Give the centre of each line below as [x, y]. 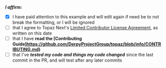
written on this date [32, 33]
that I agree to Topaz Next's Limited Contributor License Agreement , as [85, 28]
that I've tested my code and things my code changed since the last [83, 55]
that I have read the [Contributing [47, 39]
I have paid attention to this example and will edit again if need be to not [86, 17]
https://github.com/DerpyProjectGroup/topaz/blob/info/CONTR [94, 44]
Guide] [20, 44]
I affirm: [14, 7]
